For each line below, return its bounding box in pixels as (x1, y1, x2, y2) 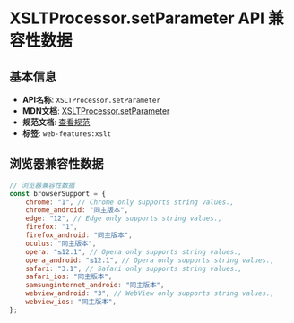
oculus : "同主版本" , (25, 239, 97, 248)
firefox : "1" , (25, 223, 78, 232)
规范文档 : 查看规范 (22, 117, 91, 127)
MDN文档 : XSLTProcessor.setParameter (22, 106, 170, 116)
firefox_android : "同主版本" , (25, 231, 133, 240)
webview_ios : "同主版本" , (25, 297, 117, 307)
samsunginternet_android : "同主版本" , (25, 281, 165, 290)
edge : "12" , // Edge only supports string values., (25, 214, 222, 224)
